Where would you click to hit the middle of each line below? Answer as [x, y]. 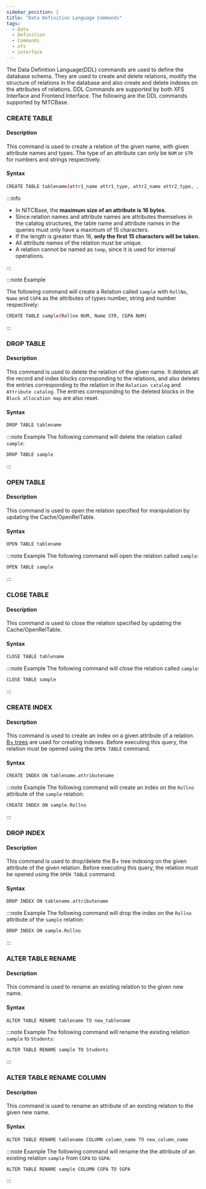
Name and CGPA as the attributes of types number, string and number [91, 298]
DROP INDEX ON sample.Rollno [44, 931]
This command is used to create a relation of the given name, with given [98, 146]
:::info [14, 198]
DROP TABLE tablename [34, 425]
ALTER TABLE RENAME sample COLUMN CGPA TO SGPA [69, 1169]
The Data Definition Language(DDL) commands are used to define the [95, 69]
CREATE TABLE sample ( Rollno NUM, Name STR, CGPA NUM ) [77, 316]
